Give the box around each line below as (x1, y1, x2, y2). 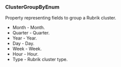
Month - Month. (12, 24, 45, 30)
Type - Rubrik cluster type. (12, 56, 68, 62)
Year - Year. (12, 35, 37, 41)
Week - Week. (12, 46, 42, 52)
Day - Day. (12, 40, 34, 46)
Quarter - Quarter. (12, 30, 50, 36)
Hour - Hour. (12, 51, 38, 57)
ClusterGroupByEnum (5, 3, 60, 10)
